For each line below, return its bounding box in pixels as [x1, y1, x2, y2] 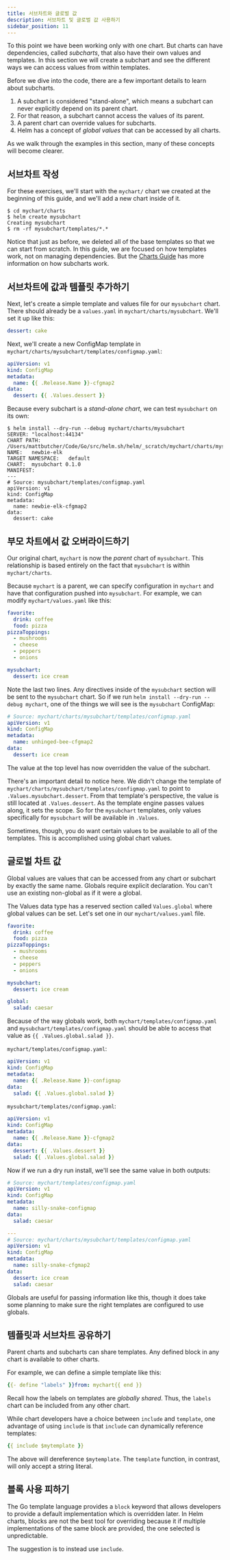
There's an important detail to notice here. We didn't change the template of [7, 777, 222, 785]
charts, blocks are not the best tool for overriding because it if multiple [7, 1517, 206, 1525]
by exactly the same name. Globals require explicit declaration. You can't [7, 881, 213, 889]
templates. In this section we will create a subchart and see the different [7, 56, 210, 64]
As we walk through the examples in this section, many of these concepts [7, 140, 215, 148]
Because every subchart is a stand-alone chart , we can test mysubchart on [7, 405, 218, 413]
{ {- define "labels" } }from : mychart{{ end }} [7, 1382, 142, 1389]
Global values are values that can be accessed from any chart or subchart [7, 874, 216, 882]
